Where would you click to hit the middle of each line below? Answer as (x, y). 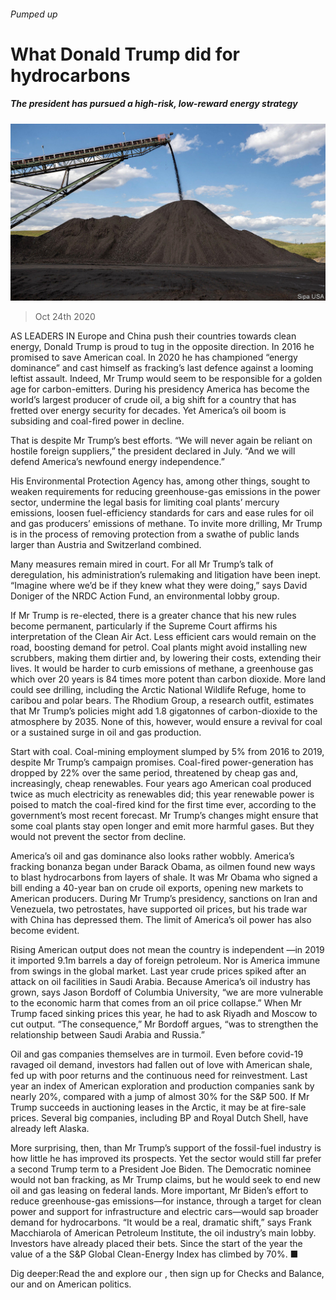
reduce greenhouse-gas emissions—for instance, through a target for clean (166, 1201)
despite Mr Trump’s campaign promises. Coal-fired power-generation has (162, 762)
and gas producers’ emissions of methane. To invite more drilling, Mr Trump (166, 524)
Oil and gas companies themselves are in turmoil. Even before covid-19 (157, 1054)
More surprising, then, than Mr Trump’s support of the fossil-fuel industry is (166, 1148)
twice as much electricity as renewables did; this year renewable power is (162, 794)
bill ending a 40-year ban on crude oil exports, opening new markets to (157, 888)
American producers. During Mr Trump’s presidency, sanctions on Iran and (164, 899)
